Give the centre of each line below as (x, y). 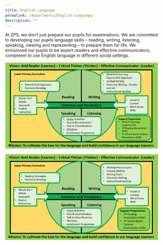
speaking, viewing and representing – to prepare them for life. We (70, 45)
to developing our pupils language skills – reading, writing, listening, (73, 40)
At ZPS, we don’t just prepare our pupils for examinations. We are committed (81, 35)
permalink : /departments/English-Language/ (50, 15)
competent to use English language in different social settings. (67, 55)
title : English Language (30, 10)
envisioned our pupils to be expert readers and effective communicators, (78, 50)
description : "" (21, 20)
